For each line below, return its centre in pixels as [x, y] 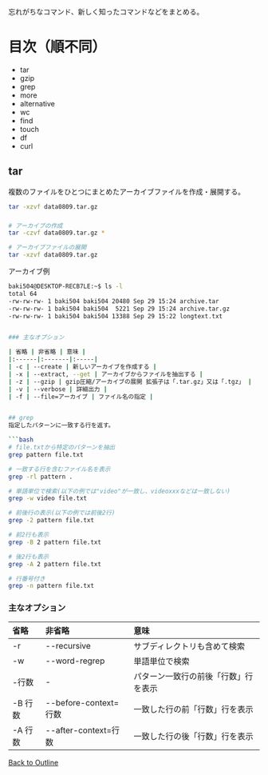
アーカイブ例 [29, 271]
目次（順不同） [57, 47]
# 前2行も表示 [29, 535]
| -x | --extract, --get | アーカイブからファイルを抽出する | [106, 374]
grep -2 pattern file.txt [51, 521]
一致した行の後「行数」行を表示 [193, 736]
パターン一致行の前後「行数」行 [193, 676]
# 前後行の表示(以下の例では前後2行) [62, 513]
